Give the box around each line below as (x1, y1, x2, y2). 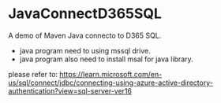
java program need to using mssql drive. (19, 46, 152, 55)
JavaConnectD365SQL (8, 5, 162, 23)
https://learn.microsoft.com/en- (58, 69, 163, 79)
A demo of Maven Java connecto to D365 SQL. (8, 31, 162, 40)
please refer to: (8, 69, 58, 79)
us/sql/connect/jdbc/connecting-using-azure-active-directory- (8, 78, 213, 87)
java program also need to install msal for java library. (19, 54, 193, 64)
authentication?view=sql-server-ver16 (8, 86, 133, 95)
